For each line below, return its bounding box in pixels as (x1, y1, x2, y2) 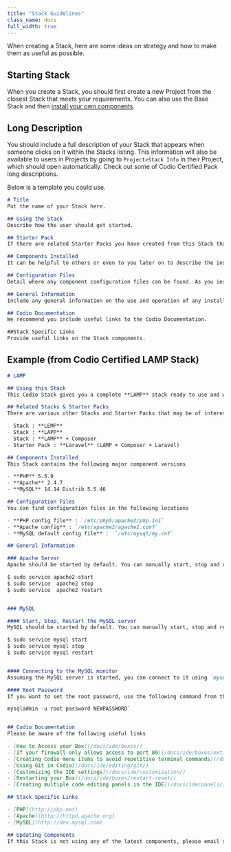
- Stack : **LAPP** (7, 429, 63, 436)
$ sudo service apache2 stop (7, 580, 94, 587)
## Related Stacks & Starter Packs (7, 404, 109, 410)
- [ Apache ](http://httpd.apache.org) (7, 812, 115, 820)
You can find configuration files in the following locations (7, 504, 189, 511)
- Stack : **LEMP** (7, 422, 63, 430)
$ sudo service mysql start (7, 636, 88, 644)
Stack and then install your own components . (7, 102, 135, 110)
